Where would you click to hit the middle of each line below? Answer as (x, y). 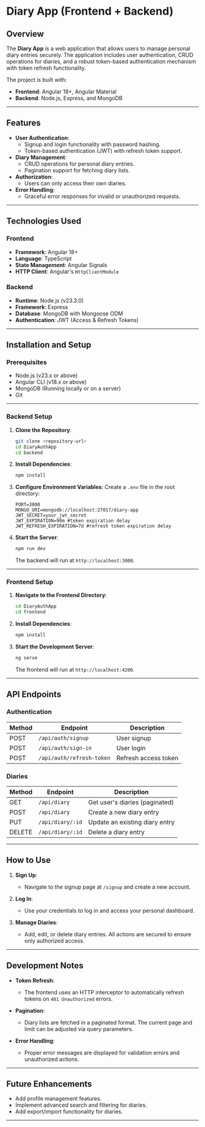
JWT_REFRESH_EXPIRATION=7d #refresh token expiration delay (93, 526)
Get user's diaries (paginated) (131, 802)
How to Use (29, 860)
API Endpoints (34, 695)
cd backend (29, 453)
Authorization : (34, 177)
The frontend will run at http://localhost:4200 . (75, 669)
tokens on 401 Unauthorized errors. (68, 999)
